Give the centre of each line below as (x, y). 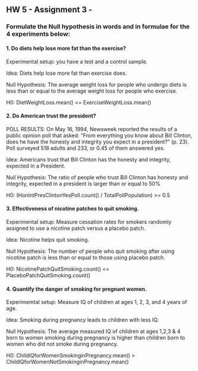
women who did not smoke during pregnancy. (62, 344)
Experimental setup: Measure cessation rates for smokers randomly (89, 221)
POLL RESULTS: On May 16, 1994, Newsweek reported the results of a (92, 129)
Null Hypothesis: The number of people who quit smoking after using (90, 251)
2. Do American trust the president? (51, 116)
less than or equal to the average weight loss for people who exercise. (92, 91)
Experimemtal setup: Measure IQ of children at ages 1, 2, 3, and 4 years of (97, 302)
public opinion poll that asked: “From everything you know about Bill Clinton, (99, 135)
